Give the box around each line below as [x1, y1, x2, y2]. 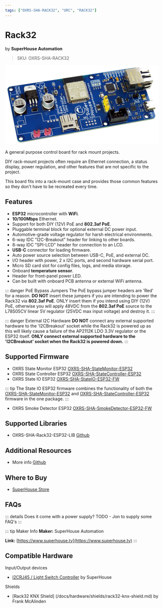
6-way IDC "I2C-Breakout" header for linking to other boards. [12, 237, 135, 243]
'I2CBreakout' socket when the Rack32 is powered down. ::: [5, 338, 128, 344]
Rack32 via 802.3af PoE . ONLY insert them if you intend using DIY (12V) [5, 298, 150, 304]
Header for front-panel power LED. [12, 273, 82, 279]
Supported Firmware [5, 353, 69, 361]
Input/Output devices [5, 565, 48, 570]
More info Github [12, 459, 46, 466]
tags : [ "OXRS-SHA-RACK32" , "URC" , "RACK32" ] [5, 8, 97, 13]
